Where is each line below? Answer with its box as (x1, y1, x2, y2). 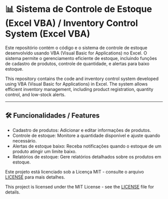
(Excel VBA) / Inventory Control (5, 17, 138, 29)
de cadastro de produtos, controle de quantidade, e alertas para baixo (5, 60, 150, 66)
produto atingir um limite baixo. (12, 148, 76, 154)
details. (5, 189, 20, 195)
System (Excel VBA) (5, 28, 90, 39)
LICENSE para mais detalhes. (5, 174, 65, 180)
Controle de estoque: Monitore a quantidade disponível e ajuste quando (12, 132, 160, 138)
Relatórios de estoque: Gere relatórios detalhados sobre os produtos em (12, 153, 161, 159)
